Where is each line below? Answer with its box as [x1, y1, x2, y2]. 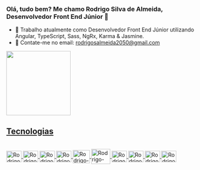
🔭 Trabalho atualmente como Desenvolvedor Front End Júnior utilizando [15, 26, 195, 33]
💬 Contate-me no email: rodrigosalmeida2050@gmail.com [15, 39, 160, 47]
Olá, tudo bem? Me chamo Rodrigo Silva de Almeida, [6, 5, 163, 13]
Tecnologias [6, 126, 54, 136]
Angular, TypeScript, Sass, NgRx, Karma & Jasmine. [15, 33, 144, 40]
